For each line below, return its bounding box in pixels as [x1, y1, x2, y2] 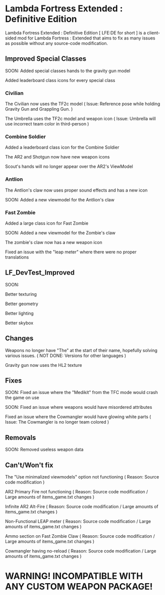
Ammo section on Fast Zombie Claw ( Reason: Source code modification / [5, 533, 155, 539]
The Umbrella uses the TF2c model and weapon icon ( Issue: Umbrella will [5, 116, 156, 121]
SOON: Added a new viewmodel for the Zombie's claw [5, 230, 116, 236]
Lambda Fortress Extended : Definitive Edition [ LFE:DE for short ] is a [5, 30, 146, 36]
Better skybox [5, 319, 33, 326]
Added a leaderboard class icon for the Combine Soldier [5, 144, 120, 151]
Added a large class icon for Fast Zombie [5, 220, 89, 226]
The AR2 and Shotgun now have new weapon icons [5, 154, 110, 160]
